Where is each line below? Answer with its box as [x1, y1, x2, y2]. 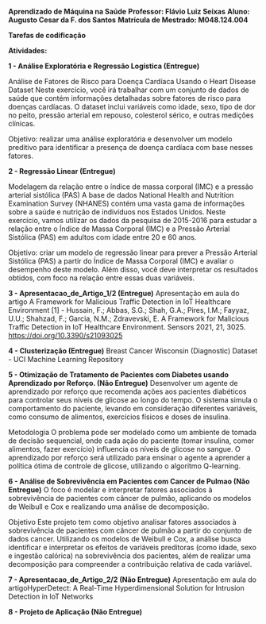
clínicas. [8, 119, 36, 128]
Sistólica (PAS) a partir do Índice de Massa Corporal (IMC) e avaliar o [8, 256, 234, 265]
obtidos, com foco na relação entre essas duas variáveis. [8, 273, 195, 283]
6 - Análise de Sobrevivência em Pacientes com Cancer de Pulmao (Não [8, 476, 250, 486]
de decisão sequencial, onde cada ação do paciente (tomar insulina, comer [8, 436, 255, 445]
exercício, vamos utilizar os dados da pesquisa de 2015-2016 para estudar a [8, 216, 257, 225]
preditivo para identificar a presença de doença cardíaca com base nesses [8, 143, 253, 152]
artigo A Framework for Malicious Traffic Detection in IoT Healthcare [8, 297, 232, 306]
